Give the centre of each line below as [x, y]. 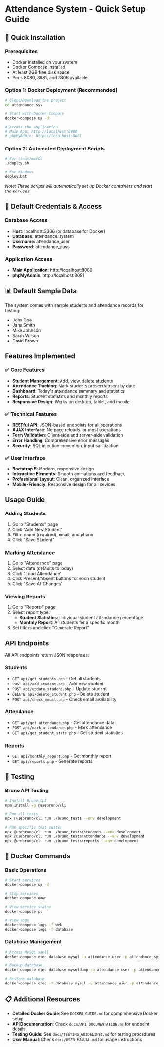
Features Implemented [40, 356]
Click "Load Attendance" [37, 574]
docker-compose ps [24, 911]
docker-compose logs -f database [39, 929]
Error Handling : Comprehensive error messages [61, 440]
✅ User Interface [25, 458]
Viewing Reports [25, 597]
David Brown [25, 341]
